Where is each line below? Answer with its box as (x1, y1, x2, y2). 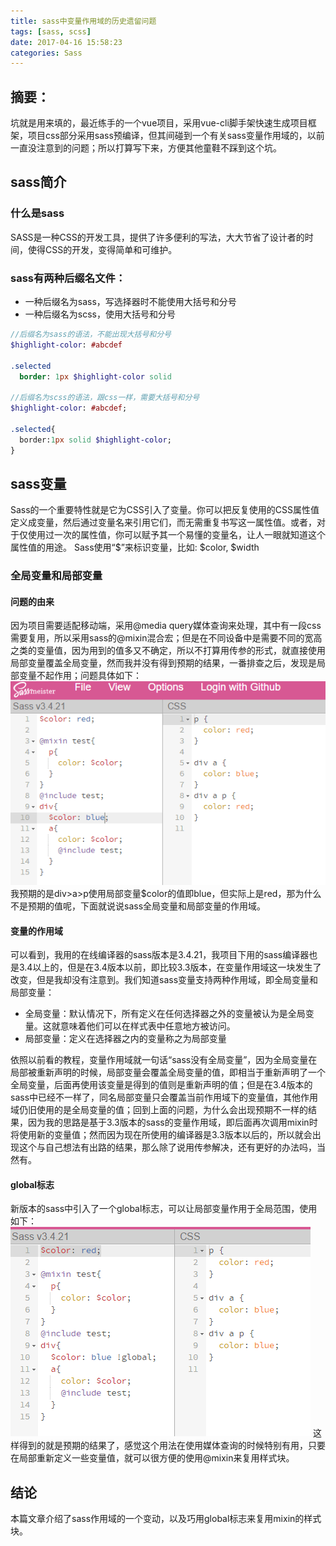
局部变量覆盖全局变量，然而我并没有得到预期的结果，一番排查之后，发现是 (10, 657, 317, 669)
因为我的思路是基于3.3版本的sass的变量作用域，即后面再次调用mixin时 (27, 1116, 318, 1129)
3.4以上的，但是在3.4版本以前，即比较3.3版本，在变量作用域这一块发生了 (18, 961, 322, 974)
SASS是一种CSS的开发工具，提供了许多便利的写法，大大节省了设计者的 (10, 231, 305, 243)
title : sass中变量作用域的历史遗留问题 (10, 16, 157, 26)
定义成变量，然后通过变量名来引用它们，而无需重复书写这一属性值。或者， (10, 516, 317, 529)
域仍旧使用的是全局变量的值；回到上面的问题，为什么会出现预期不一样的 (10, 1104, 308, 1116)
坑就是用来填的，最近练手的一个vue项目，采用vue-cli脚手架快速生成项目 (10, 117, 308, 129)
